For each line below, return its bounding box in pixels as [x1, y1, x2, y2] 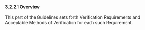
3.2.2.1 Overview [5, 4, 40, 10]
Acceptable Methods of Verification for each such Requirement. [5, 20, 133, 26]
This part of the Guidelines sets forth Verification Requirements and [5, 15, 140, 20]
